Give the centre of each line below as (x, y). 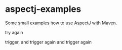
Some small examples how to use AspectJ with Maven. (61, 23)
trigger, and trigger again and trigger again (49, 42)
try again (14, 32)
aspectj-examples (43, 9)
